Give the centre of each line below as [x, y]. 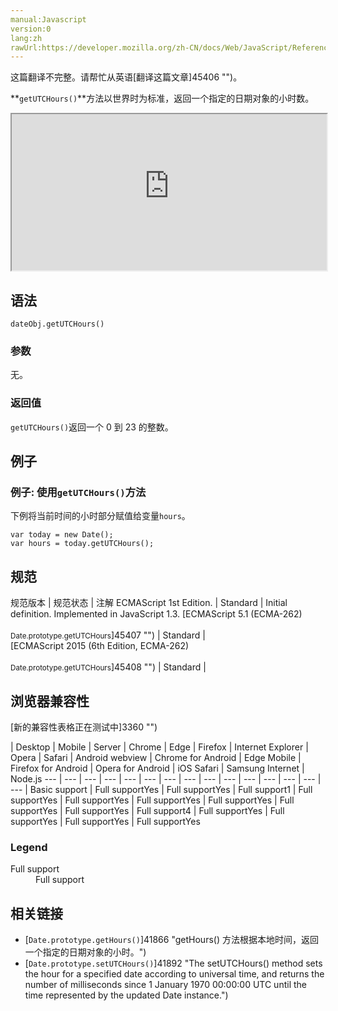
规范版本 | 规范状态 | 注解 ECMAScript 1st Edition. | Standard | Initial [149, 603]
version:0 [31, 29]
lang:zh [26, 38]
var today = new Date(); [62, 535]
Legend [29, 847]
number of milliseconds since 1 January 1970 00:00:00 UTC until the [165, 985]
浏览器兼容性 [50, 701]
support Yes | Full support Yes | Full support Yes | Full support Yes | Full [152, 800]
